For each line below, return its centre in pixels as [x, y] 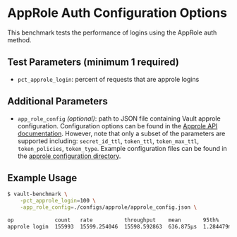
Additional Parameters [57, 101]
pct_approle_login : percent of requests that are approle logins [108, 79]
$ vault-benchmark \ [38, 194]
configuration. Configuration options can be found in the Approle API [117, 126]
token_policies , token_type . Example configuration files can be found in [122, 148]
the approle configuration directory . [69, 156]
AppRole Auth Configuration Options [117, 13]
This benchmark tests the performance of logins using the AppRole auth [112, 32]
